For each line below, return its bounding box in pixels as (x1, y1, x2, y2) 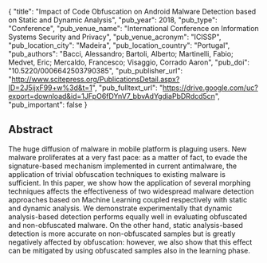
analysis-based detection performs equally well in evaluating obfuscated (8, 211, 247, 222)
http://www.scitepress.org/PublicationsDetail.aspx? (11, 75, 180, 84)
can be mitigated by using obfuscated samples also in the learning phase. (8, 245, 251, 255)
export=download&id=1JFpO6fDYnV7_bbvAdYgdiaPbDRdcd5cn (8, 92, 215, 100)
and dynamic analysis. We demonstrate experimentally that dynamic (8, 203, 233, 213)
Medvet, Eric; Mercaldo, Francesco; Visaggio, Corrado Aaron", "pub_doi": (8, 57, 249, 67)
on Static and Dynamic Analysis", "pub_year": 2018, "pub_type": (8, 15, 218, 25)
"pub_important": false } (8, 100, 88, 109)
